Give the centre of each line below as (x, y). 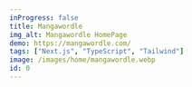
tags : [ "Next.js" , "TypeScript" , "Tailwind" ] (96, 52)
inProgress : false (44, 18)
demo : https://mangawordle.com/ (70, 43)
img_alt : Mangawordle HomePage (68, 34)
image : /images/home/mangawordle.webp (82, 60)
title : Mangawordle (46, 26)
